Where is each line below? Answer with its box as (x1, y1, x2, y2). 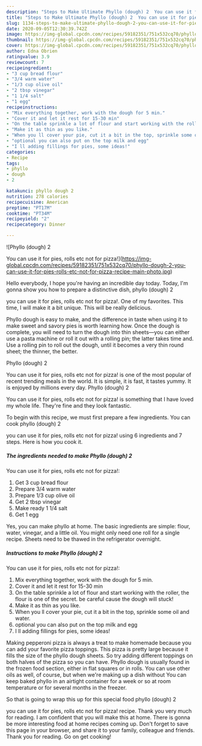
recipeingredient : (6, 65, 52, 71)
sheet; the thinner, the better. (6, 348, 78, 355)
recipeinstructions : (6, 104, 58, 110)
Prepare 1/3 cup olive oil (14, 492, 75, 499)
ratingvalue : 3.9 (6, 54, 50, 60)
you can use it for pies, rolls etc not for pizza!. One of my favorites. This (6, 298, 183, 305)
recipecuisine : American (6, 199, 69, 205)
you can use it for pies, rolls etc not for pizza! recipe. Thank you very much (6, 707, 192, 715)
